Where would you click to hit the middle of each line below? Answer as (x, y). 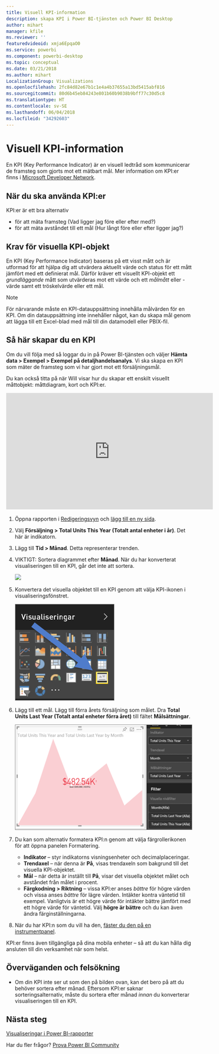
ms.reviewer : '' (26, 38)
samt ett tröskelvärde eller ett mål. (63, 286)
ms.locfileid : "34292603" (38, 118)
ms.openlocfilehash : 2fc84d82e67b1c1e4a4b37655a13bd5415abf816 (86, 88)
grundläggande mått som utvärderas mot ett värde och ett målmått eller (94, 280)
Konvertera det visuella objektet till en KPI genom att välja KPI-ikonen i (100, 589)
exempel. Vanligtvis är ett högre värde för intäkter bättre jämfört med (107, 901)
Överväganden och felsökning (63, 968)
